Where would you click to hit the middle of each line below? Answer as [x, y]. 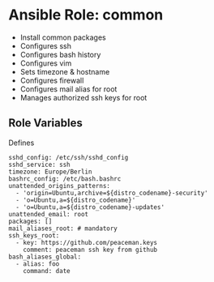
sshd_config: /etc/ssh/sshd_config [68, 157]
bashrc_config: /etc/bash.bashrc [65, 179]
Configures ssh [45, 45]
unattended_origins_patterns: [60, 186]
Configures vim [46, 63]
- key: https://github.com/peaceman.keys [87, 242]
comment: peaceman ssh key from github [90, 250]
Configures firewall [52, 80]
